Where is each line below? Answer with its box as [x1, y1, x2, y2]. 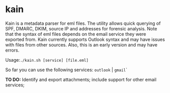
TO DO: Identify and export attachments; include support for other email [5, 76, 157, 82]
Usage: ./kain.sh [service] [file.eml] [5, 57, 89, 63]
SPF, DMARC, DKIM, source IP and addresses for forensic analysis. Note [5, 25, 157, 31]
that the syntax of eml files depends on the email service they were [5, 31, 147, 37]
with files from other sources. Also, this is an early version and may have [5, 41, 158, 48]
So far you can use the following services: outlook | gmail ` [5, 67, 128, 73]
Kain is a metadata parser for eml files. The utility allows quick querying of [5, 20, 161, 26]
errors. [5, 47, 19, 53]
